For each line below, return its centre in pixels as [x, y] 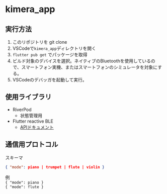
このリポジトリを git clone [40, 42]
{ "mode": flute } [24, 187]
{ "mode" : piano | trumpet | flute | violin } [55, 167]
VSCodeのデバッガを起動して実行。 [50, 80]
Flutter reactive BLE [33, 121]
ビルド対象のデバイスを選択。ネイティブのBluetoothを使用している [81, 61]
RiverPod [22, 110]
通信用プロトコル [32, 144]
